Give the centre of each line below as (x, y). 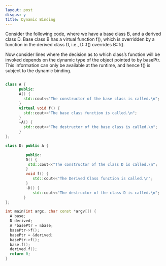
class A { (16, 84)
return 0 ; (20, 254)
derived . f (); (24, 249)
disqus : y (16, 15)
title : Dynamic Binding (30, 19)
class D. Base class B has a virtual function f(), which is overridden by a (80, 39)
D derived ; (21, 221)
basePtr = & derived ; (31, 235)
